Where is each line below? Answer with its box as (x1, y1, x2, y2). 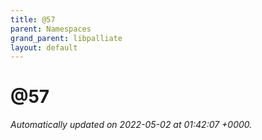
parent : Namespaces (10, 24, 92, 34)
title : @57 (10, 14, 56, 25)
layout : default (10, 42, 78, 53)
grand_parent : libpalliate (10, 33, 123, 43)
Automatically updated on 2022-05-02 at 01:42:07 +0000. (10, 119, 253, 131)
